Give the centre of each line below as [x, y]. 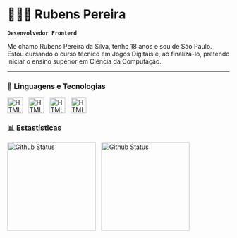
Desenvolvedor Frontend [42, 33]
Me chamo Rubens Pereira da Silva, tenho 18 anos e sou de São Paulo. [110, 46]
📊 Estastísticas [35, 128]
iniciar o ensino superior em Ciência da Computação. [85, 61]
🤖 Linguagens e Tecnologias [56, 86]
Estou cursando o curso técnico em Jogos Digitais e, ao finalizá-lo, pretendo [119, 54]
